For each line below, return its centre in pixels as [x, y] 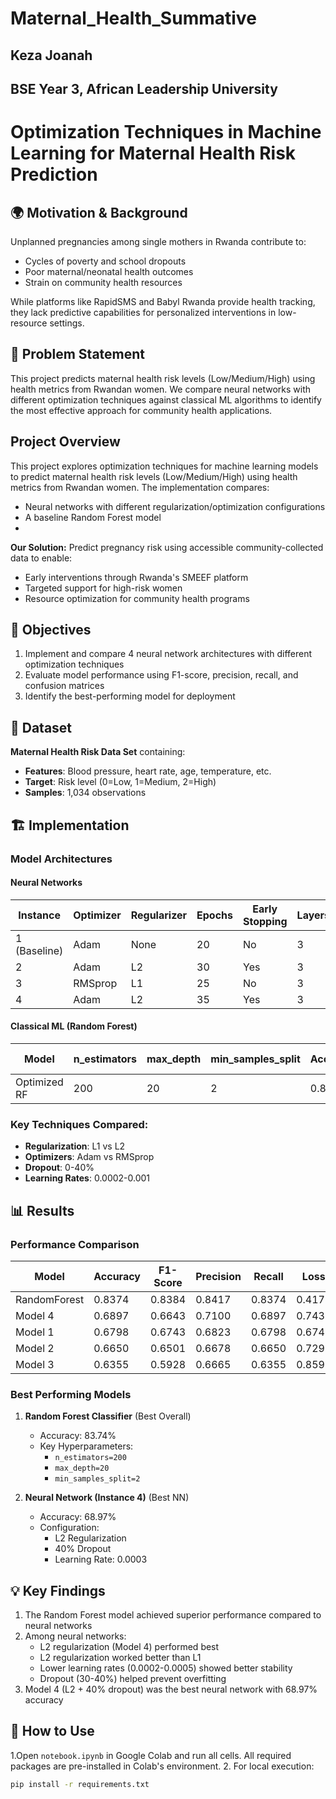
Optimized [39, 1082]
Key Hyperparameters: [86, 1446]
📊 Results [42, 1210]
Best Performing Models [71, 1394]
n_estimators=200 [90, 1458]
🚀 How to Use [52, 1731]
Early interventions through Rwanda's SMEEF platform [136, 577]
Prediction [54, 174]
